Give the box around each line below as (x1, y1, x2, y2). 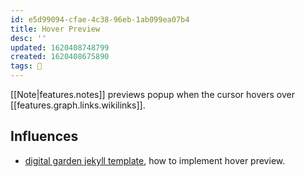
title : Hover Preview (10, 24, 101, 34)
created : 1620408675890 (10, 52, 110, 62)
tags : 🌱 (10, 61, 43, 71)
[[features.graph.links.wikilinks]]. (10, 99, 146, 111)
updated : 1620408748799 (10, 42, 110, 53)
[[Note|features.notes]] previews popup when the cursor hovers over (10, 89, 295, 100)
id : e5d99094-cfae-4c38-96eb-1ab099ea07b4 (10, 14, 190, 25)
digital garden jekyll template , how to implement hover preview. (24, 154, 286, 166)
